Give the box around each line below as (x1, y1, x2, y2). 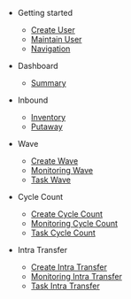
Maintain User (30, 34, 82, 44)
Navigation (30, 43, 71, 54)
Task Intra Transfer (30, 280, 100, 291)
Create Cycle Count (30, 209, 104, 219)
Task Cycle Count (30, 227, 96, 238)
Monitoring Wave (30, 165, 94, 175)
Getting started (17, 8, 73, 18)
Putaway (30, 121, 64, 132)
